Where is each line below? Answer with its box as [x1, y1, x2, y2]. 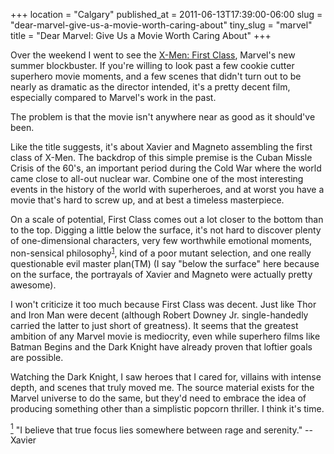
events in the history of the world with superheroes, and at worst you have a [10, 184, 325, 195]
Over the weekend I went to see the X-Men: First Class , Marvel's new [10, 49, 296, 61]
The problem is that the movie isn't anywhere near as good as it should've [10, 111, 316, 123]
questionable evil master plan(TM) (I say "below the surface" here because [10, 257, 320, 269]
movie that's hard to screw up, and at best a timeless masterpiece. [10, 194, 285, 206]
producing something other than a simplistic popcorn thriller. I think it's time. [10, 402, 325, 414]
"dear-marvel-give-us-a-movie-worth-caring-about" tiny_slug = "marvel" [10, 19, 313, 31]
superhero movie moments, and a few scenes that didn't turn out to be [10, 70, 302, 82]
